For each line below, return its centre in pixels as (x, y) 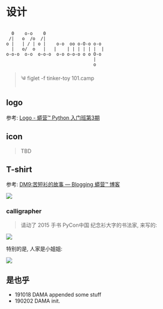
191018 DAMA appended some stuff (58, 295)
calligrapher (24, 211)
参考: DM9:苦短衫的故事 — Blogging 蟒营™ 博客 (63, 185)
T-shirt (19, 169)
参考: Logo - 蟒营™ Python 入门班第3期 (53, 118)
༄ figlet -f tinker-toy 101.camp (57, 78)
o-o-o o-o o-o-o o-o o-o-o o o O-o (54, 54)
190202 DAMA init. (38, 301)
